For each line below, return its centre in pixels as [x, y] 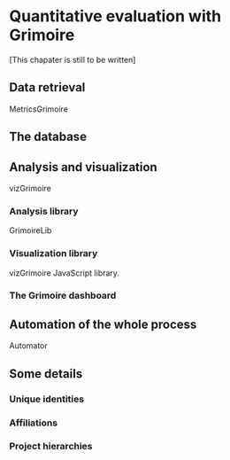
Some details [46, 374]
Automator [29, 346]
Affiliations [34, 423]
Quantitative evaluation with [115, 16]
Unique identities [47, 399]
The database [48, 137]
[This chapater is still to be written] [73, 59]
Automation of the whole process [103, 324]
